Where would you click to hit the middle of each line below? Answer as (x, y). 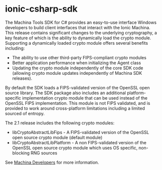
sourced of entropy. (25, 113)
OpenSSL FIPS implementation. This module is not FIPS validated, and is (78, 103)
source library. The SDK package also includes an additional (65, 93)
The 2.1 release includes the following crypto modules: (60, 123)
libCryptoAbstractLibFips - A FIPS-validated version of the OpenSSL (81, 132)
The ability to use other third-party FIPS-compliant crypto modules (79, 57)
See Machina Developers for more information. (52, 162)
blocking (21, 153)
